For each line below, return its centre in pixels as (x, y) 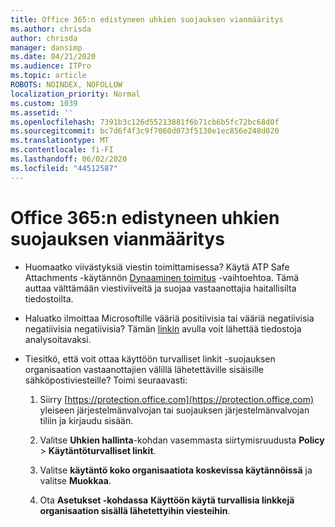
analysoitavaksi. (58, 339)
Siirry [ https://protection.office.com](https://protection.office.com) (177, 399)
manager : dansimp (46, 47)
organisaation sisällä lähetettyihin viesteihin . (135, 510)
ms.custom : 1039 (44, 103)
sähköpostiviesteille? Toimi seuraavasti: (106, 380)
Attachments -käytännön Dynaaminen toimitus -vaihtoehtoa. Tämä (162, 277)
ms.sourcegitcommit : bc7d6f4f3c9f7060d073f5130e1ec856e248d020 (145, 131)
